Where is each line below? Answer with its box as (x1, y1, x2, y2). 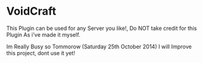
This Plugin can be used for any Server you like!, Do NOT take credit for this (6, 24, 197, 32)
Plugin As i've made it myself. (6, 31, 81, 38)
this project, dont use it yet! (6, 49, 75, 56)
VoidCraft (6, 4, 56, 18)
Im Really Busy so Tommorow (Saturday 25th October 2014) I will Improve (6, 43, 192, 50)
